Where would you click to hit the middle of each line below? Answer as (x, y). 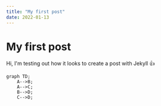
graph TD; (18, 77)
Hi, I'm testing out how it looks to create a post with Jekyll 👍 (80, 64)
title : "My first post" (36, 12)
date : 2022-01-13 (28, 17)
